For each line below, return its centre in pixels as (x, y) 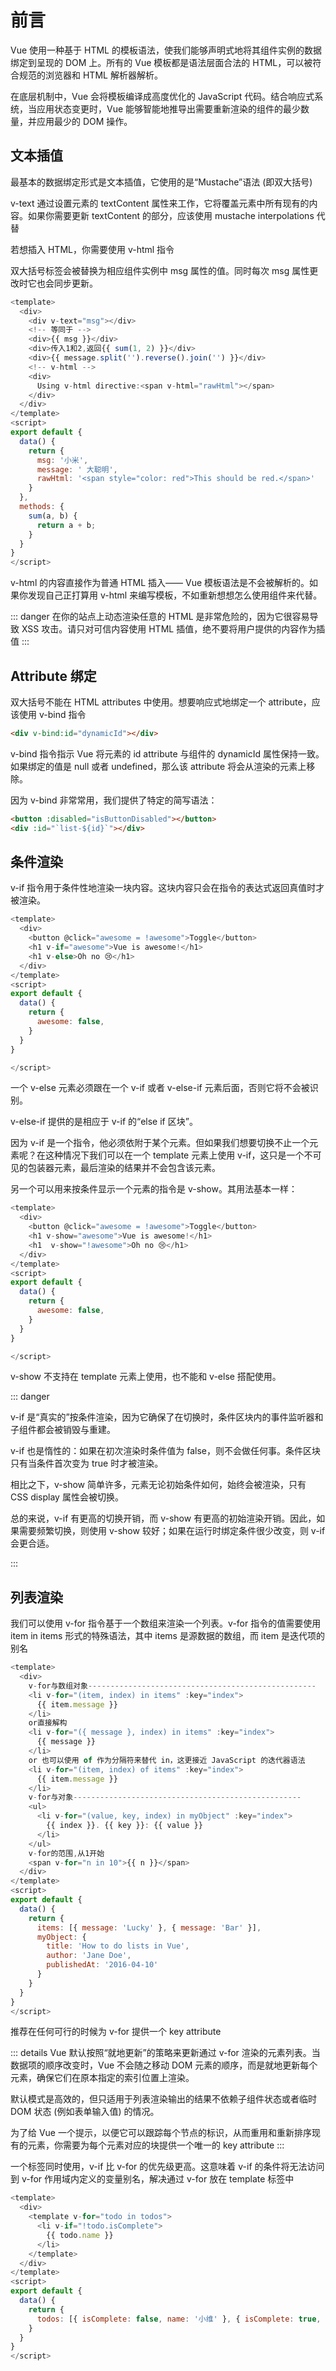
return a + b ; (66, 525)
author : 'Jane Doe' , (89, 1956)
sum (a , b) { (53, 516)
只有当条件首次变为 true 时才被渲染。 (87, 1463)
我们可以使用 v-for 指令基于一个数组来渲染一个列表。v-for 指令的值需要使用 (166, 1623)
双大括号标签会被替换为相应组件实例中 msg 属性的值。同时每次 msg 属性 (160, 270)
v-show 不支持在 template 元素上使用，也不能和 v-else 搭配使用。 (146, 1377)
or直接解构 (48, 1723)
